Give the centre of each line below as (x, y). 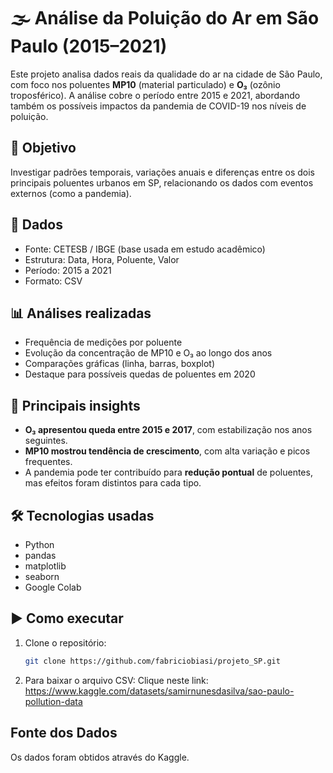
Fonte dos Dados (64, 733)
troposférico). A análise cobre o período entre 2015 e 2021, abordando (155, 95)
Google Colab (53, 587)
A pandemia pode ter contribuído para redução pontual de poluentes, (168, 472)
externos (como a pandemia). (71, 193)
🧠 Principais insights (75, 405)
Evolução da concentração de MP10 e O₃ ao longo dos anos (148, 353)
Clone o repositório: (65, 642)
